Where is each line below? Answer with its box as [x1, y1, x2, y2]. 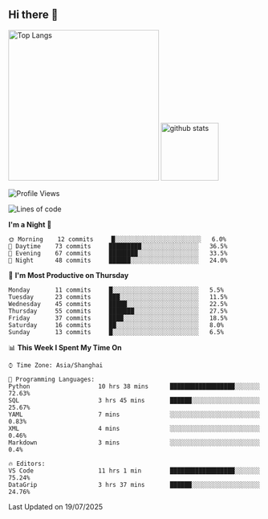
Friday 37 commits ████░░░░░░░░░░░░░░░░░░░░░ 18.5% [8, 314, 228, 322]
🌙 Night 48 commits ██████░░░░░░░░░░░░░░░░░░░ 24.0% [8, 256, 228, 264]
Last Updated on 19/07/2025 [8, 501, 103, 511]
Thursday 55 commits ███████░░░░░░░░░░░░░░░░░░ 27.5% [8, 307, 228, 315]
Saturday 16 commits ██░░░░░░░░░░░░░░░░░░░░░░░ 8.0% [8, 321, 225, 329]
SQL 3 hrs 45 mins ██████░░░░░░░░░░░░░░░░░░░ [8, 396, 261, 404]
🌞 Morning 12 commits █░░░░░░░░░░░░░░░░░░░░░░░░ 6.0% [8, 235, 227, 243]
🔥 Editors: [8, 460, 46, 468]
